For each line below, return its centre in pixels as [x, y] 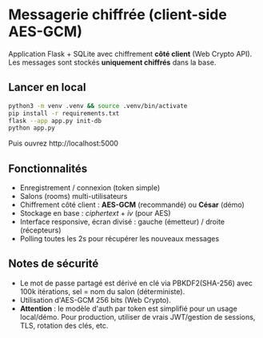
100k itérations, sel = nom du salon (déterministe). [102, 291]
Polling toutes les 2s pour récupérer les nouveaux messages [120, 239]
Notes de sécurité [54, 264]
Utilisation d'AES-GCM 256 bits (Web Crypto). [96, 300]
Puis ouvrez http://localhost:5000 [63, 143]
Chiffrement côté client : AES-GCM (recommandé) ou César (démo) [132, 205]
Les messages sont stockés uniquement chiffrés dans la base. [112, 62]
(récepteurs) [40, 230]
